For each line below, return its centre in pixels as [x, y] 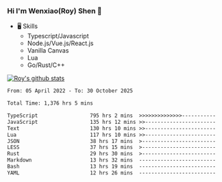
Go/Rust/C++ [46, 65]
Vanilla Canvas [48, 51]
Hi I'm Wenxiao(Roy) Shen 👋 [55, 11]
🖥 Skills [27, 26]
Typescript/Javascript [58, 36]
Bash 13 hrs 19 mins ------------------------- [111, 167]
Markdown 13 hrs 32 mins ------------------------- [111, 160]
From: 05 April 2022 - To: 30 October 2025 [70, 91]
